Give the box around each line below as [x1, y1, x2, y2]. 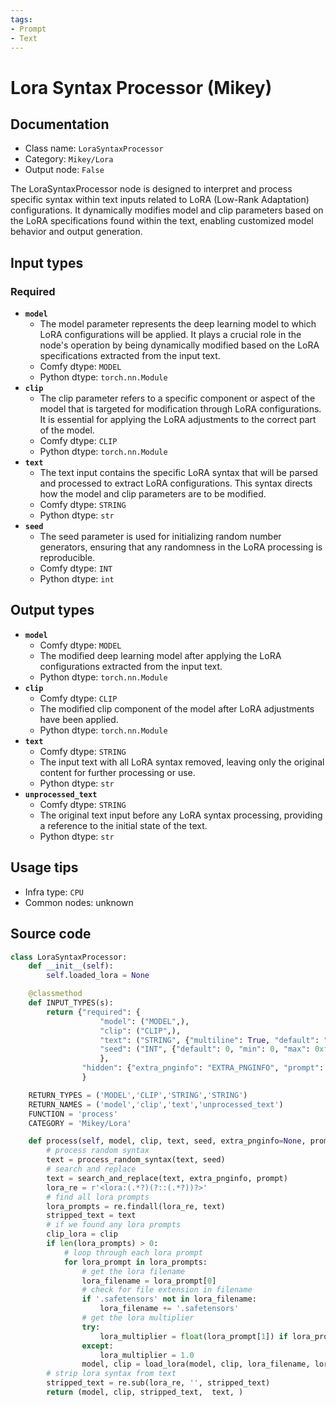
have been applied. [39, 713, 119, 725]
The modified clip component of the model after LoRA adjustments [39, 702, 315, 715]
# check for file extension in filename [81, 1285, 253, 1295]
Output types [10, 602, 95, 619]
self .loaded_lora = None [46, 971, 150, 981]
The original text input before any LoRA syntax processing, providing [39, 809, 323, 821]
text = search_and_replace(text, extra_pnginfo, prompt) [46, 1173, 288, 1183]
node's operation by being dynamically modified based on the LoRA [39, 339, 320, 351]
